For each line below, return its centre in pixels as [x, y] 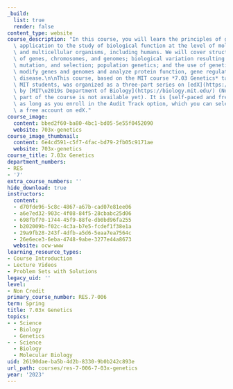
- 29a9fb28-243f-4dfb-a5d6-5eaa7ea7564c [72, 233]
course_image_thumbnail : [43, 136]
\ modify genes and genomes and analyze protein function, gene [108, 71]
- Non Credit [26, 291]
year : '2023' [26, 374]
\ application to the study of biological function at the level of [114, 46]
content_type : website [40, 33]
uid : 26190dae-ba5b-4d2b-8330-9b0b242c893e [71, 362]
